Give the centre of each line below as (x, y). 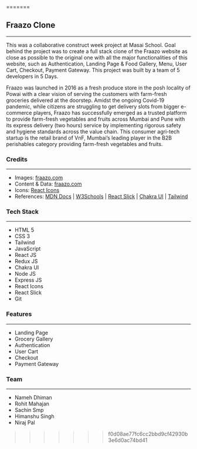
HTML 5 (24, 230)
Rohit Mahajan (32, 404)
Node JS (25, 274)
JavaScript (28, 249)
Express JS (28, 280)
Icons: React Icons (37, 190)
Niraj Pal (25, 422)
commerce (19, 113)
